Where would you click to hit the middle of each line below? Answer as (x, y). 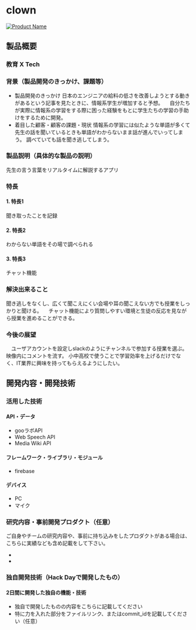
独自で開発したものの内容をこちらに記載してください (78, 607)
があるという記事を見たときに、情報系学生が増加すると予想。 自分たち (102, 102)
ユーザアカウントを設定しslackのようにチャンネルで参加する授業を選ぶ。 (99, 348)
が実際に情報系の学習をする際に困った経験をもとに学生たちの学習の (97, 110)
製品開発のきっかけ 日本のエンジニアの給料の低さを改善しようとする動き (102, 95)
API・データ (21, 416)
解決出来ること (27, 289)
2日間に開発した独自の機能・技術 (46, 593)
